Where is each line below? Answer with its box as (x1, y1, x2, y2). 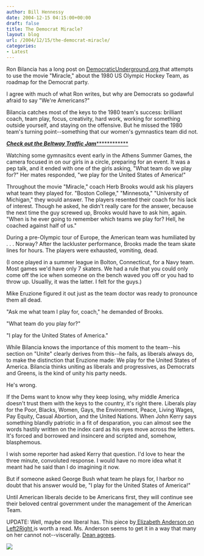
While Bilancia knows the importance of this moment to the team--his (6, 343, 181, 351)
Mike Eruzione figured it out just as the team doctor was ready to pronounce (6, 289, 198, 297)
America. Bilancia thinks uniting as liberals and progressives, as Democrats (6, 363, 195, 370)
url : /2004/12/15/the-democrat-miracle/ (6, 37, 111, 43)
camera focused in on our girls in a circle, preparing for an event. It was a (6, 158, 191, 165)
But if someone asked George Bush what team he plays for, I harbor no (6, 475, 185, 482)
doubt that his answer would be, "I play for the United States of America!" (6, 482, 191, 489)
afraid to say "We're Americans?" (6, 96, 90, 104)
